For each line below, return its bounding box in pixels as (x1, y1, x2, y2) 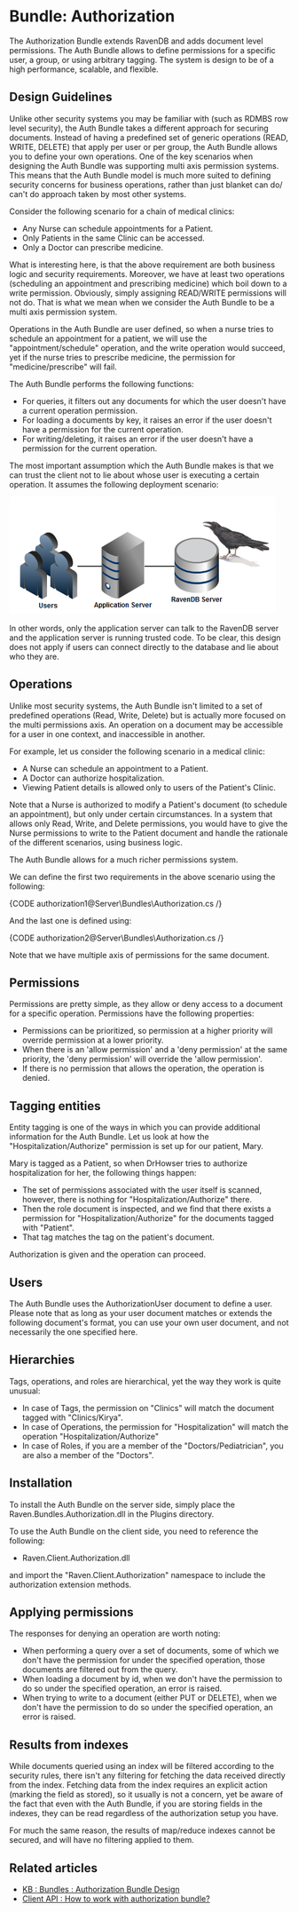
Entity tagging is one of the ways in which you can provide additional (9, 1122, 261, 1133)
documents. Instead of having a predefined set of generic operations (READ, (9, 131, 289, 143)
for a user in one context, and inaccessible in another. (9, 728, 206, 739)
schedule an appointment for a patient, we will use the (9, 333, 208, 344)
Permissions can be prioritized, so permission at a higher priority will (21, 1026, 273, 1036)
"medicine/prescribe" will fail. (9, 361, 117, 372)
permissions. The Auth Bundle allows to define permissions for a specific (9, 44, 277, 55)
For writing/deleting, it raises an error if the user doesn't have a (21, 433, 254, 444)
